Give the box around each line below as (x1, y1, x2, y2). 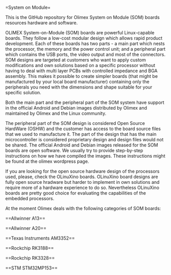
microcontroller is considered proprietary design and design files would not (5, 137, 164, 142)
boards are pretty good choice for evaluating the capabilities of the (5, 190, 146, 196)
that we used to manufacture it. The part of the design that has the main (5, 131, 157, 137)
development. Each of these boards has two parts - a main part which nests (5, 40, 165, 47)
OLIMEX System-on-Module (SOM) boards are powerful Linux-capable (5, 30, 155, 35)
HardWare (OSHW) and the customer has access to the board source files (5, 125, 161, 132)
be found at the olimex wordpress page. (5, 158, 89, 164)
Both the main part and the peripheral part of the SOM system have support (5, 99, 164, 105)
